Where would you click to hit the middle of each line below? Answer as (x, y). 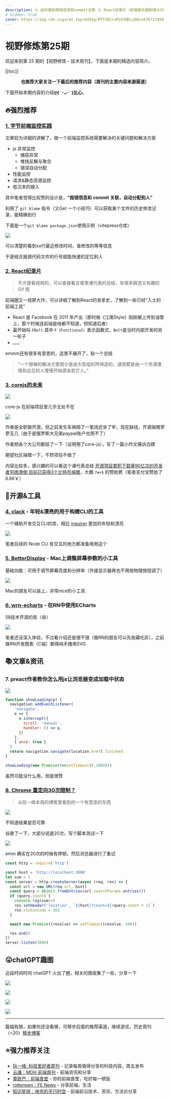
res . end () (20, 933)
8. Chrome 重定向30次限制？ (40, 790)
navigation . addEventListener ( (41, 704)
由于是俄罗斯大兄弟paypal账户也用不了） (65, 433)
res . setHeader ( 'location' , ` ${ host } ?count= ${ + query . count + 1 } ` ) (85, 906)
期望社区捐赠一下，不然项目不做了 (41, 455)
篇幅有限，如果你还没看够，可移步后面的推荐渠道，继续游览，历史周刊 (78, 1027)
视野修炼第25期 (37, 46)
